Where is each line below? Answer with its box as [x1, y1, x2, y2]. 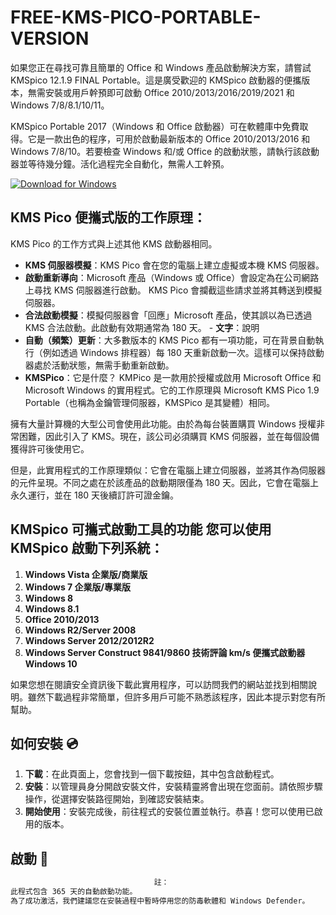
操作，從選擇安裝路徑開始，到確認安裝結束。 [24, 793, 210, 805]
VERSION [10, 27, 90, 50]
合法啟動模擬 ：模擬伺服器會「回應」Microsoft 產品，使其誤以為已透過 [24, 309, 313, 321]
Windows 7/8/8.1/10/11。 [10, 99, 110, 111]
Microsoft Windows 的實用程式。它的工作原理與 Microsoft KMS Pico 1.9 [24, 384, 320, 396]
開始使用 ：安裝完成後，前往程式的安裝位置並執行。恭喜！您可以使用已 [24, 806, 315, 818]
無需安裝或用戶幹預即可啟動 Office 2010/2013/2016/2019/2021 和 [27, 86, 295, 98]
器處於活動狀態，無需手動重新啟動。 [24, 359, 175, 371]
